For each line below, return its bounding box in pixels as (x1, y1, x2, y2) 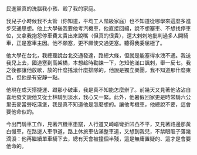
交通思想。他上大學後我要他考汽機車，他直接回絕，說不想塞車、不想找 (11, 25, 181, 32)
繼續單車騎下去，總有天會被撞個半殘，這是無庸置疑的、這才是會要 (31, 135, 191, 142)
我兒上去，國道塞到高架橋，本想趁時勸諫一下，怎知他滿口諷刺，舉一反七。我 (6, 59, 191, 66)
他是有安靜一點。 (21, 74, 63, 81)
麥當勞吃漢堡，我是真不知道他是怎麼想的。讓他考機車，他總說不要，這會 (16, 101, 191, 108)
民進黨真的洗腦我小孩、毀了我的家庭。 (6, 5, 98, 12)
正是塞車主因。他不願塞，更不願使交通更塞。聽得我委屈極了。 (16, 40, 165, 46)
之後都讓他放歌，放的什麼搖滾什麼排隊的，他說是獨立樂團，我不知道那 (6, 67, 176, 73)
